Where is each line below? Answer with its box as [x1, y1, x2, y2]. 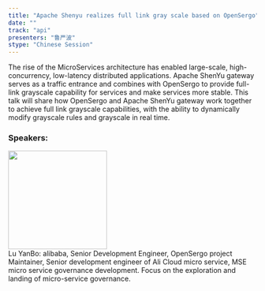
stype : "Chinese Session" [8, 41, 93, 49]
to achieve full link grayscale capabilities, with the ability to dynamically [8, 104, 241, 114]
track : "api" [8, 26, 51, 34]
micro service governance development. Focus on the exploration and [8, 266, 237, 275]
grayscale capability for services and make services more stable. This [21, 88, 248, 97]
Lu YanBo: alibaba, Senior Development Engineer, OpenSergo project [8, 249, 233, 259]
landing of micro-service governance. [8, 274, 132, 284]
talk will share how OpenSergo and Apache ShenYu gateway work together [8, 96, 252, 106]
